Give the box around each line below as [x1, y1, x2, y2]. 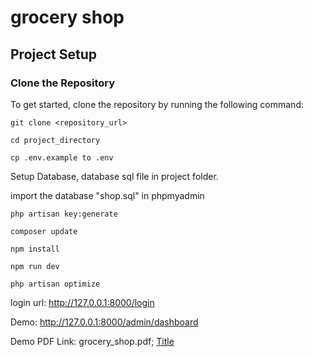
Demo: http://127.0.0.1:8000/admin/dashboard [10, 316, 199, 328]
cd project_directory [10, 135, 101, 145]
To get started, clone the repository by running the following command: [10, 98, 304, 110]
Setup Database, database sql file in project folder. [10, 170, 219, 182]
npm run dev [10, 261, 60, 271]
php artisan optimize [10, 279, 101, 289]
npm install [10, 244, 60, 254]
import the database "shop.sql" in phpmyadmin [10, 189, 205, 201]
